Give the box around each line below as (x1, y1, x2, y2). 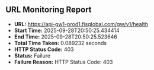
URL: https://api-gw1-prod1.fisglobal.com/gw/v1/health (14, 20, 149, 27)
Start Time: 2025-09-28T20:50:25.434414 (14, 27, 120, 34)
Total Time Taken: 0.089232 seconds (14, 39, 107, 46)
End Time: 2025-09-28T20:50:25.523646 (14, 33, 118, 40)
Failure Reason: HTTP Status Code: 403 (14, 58, 113, 65)
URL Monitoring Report (5, 5, 92, 15)
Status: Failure (14, 52, 51, 59)
